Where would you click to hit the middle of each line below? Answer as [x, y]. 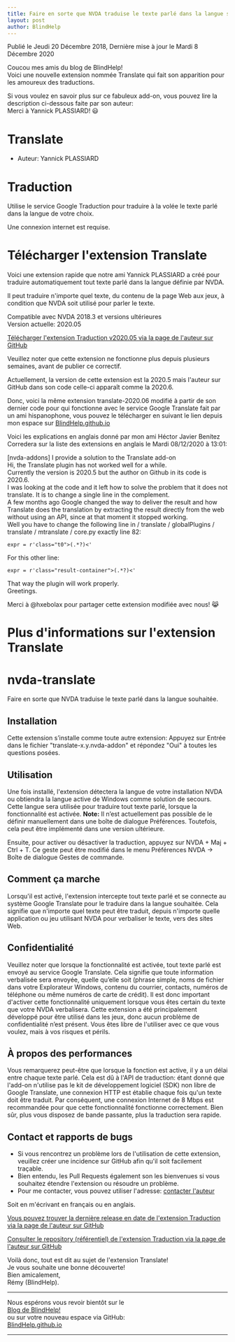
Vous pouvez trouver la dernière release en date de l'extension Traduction [114, 1218]
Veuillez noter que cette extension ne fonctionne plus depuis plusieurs [108, 359]
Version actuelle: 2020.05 [44, 324]
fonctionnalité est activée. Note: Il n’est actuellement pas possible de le [110, 814]
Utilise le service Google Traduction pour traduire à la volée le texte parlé [113, 206]
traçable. [30, 1168]
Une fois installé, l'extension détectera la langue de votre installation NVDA [115, 791]
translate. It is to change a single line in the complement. [88, 495]
